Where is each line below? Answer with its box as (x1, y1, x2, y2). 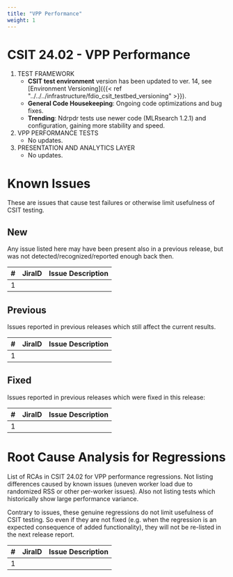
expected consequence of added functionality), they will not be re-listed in (7, 523, 221, 531)
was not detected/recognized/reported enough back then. (7, 252, 174, 261)
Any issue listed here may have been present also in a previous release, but (7, 245, 224, 253)
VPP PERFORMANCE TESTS (17, 129, 99, 137)
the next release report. (7, 530, 75, 539)
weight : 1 (7, 17, 36, 24)
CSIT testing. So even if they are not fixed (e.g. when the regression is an (7, 515, 217, 523)
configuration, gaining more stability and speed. (27, 121, 166, 130)
